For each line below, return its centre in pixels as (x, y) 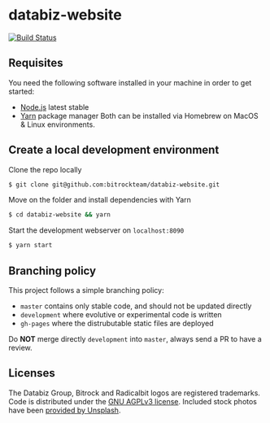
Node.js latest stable (54, 107)
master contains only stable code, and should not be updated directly (136, 306)
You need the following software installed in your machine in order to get (130, 82)
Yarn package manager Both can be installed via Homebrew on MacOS (139, 116)
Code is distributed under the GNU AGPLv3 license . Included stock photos (133, 401)
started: (22, 91)
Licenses (32, 373)
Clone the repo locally (45, 169)
